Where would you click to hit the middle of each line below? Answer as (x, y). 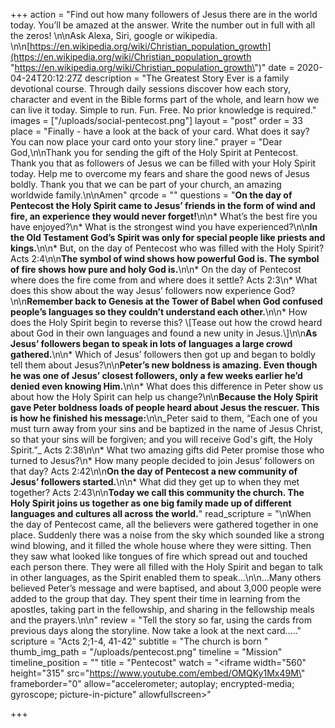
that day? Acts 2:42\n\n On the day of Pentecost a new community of (154, 471)
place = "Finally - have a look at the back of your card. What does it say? (160, 131)
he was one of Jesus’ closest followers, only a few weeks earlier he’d (156, 375)
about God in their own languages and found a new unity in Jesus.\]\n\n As (164, 333)
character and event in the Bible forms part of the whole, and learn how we (165, 99)
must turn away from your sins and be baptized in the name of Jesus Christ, (167, 428)
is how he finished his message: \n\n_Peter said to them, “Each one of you (164, 418)
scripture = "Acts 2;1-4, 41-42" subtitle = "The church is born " (139, 641)
